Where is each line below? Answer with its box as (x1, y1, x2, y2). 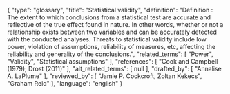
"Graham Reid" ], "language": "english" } (7, 79, 123, 87)
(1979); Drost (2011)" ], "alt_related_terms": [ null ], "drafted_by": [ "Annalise (7, 65, 222, 73)
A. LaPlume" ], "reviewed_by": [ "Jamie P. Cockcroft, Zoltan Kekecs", (7, 72, 202, 80)
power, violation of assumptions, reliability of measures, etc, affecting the (7, 43, 216, 50)
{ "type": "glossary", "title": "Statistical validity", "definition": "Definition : (7, 6, 213, 14)
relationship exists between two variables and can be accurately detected (7, 28, 218, 36)
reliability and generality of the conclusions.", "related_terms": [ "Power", (7, 50, 213, 58)
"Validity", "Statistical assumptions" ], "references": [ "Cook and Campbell (7, 57, 218, 65)
